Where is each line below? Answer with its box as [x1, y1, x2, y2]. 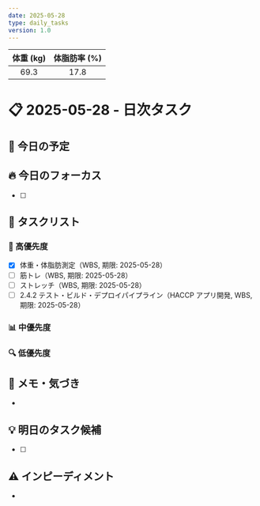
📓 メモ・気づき [8, 376, 81, 390]
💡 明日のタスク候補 [8, 423, 101, 436]
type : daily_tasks [8, 19, 69, 27]
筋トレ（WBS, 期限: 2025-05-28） [19, 270, 133, 280]
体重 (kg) [12, 53, 46, 64]
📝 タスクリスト [8, 215, 81, 229]
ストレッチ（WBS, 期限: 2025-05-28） [19, 280, 146, 289]
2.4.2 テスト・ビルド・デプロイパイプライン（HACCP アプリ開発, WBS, [19, 290, 253, 300]
